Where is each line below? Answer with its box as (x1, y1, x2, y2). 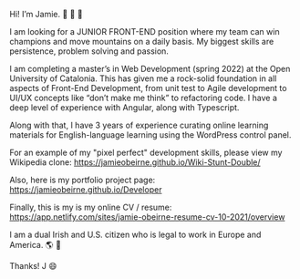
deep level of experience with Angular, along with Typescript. (9, 102, 240, 113)
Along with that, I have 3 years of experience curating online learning (9, 119, 269, 130)
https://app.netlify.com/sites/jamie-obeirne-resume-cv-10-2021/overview (9, 212, 285, 222)
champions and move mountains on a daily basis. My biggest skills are (9, 36, 274, 46)
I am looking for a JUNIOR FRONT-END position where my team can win (9, 26, 280, 36)
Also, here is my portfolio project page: (9, 174, 156, 185)
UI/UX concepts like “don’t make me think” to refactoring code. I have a (9, 92, 278, 103)
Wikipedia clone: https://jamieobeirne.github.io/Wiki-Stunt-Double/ (9, 157, 262, 168)
